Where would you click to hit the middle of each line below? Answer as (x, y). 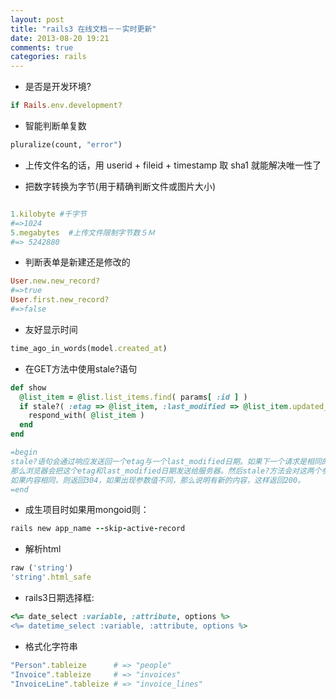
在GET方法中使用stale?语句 (81, 368)
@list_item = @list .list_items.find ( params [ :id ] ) (133, 397)
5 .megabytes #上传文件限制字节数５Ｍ (83, 232)
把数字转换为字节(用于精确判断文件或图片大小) (120, 186)
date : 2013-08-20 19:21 (60, 38)
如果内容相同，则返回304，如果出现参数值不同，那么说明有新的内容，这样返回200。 (158, 480)
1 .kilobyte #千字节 (48, 214)
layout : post (37, 19)
